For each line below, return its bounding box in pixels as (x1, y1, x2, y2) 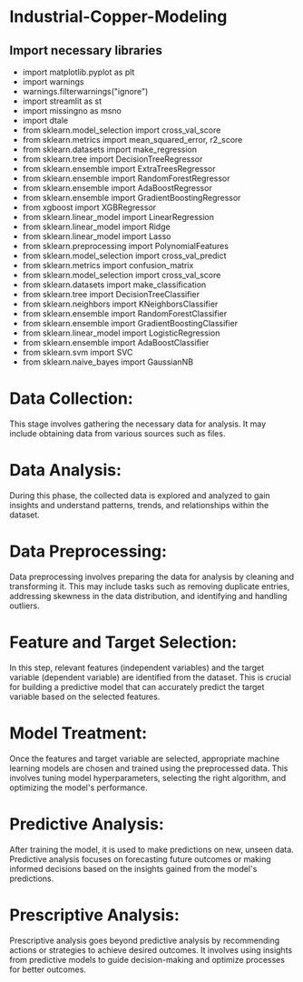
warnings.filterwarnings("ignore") (22, 86, 149, 96)
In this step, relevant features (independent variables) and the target (9, 662, 265, 673)
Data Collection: (9, 388, 133, 409)
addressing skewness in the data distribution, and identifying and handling (9, 590, 288, 601)
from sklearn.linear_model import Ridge (22, 221, 171, 232)
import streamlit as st (22, 95, 103, 106)
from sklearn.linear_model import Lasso (22, 231, 171, 242)
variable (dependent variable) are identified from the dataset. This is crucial (9, 671, 292, 683)
